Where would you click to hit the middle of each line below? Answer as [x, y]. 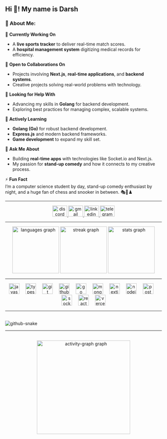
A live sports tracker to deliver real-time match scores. [69, 44]
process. [21, 169]
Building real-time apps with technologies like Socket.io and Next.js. [83, 158]
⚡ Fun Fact [16, 179]
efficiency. [23, 54]
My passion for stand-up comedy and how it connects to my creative [84, 164]
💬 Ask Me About [22, 149]
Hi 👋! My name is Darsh [42, 9]
